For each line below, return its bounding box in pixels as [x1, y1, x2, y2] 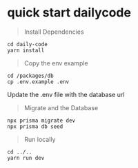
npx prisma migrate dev [7, 117, 76, 124]
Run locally [23, 135, 56, 143]
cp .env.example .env [7, 78, 70, 85]
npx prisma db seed [7, 123, 63, 130]
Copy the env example [23, 59, 88, 67]
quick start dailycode [7, 5, 131, 21]
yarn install [7, 47, 45, 54]
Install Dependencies [23, 28, 84, 36]
